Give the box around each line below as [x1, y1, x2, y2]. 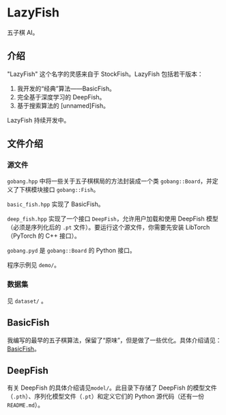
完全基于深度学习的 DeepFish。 [16, 92, 106, 101]
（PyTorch [7, 231, 36, 240]
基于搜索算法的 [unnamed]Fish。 [16, 101, 109, 110]
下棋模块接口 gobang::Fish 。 [18, 186, 100, 194]
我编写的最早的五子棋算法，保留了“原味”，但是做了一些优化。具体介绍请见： [7, 336, 222, 344]
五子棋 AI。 [7, 28, 39, 36]
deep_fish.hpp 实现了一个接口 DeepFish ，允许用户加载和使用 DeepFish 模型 [7, 214, 218, 223]
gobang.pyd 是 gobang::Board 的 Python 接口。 [7, 247, 136, 255]
